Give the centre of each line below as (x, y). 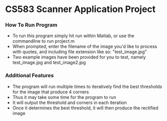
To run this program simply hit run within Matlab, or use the (73, 36)
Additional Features (29, 75)
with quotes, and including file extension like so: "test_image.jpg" (79, 52)
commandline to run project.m (43, 41)
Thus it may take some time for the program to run (64, 97)
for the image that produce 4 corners (50, 92)
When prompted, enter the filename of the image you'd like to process (85, 47)
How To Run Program (31, 25)
